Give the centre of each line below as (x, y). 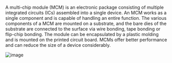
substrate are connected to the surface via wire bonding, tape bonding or (83, 29)
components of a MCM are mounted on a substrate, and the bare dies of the (86, 23)
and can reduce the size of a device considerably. (58, 45)
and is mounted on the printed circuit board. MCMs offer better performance (86, 40)
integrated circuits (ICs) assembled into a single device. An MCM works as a (86, 13)
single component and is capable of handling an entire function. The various (86, 18)
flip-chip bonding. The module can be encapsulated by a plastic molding (82, 34)
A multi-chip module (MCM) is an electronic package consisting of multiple (85, 7)
